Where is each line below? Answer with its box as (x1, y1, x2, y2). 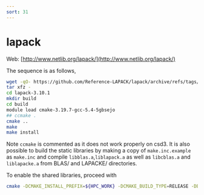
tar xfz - (6, 84, 32, 91)
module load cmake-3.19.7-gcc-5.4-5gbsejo (6, 107, 115, 113)
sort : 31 (6, 9, 29, 15)
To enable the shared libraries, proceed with (6, 171, 117, 179)
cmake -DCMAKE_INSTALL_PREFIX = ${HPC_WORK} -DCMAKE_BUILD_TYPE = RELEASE (6, 183, 189, 190)
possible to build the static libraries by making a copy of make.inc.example (6, 147, 191, 154)
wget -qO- (6, 78, 32, 85)
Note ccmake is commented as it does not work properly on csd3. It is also (6, 140, 190, 148)
